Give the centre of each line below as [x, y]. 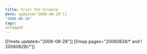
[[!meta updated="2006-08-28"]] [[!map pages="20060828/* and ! [74, 41]
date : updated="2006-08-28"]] [36, 14]
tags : [11, 23]
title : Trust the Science [31, 9]
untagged [14, 28]
